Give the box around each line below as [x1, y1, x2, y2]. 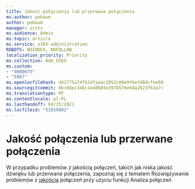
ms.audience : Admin [6, 31, 54, 36]
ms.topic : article [6, 36, 51, 42]
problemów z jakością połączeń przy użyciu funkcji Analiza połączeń [6, 177, 172, 184]
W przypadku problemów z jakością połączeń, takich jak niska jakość [6, 164, 173, 171]
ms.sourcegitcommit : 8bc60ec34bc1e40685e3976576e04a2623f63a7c [6, 85, 164, 91]
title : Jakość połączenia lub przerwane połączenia [6, 8, 135, 15]
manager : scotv [6, 25, 43, 31]
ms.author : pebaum [6, 14, 51, 20]
